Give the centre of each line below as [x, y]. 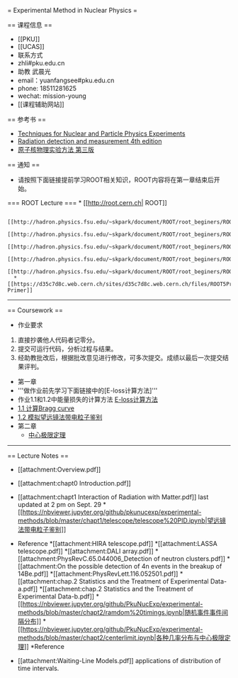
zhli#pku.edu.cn [41, 63]
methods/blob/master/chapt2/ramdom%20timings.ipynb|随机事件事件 [120, 612]
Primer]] [20, 290]
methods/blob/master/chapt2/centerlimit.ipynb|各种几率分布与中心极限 [121, 638]
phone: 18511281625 [47, 88]
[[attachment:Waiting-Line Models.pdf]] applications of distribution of [119, 661]
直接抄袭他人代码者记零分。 [58, 340]
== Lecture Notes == [38, 456]
